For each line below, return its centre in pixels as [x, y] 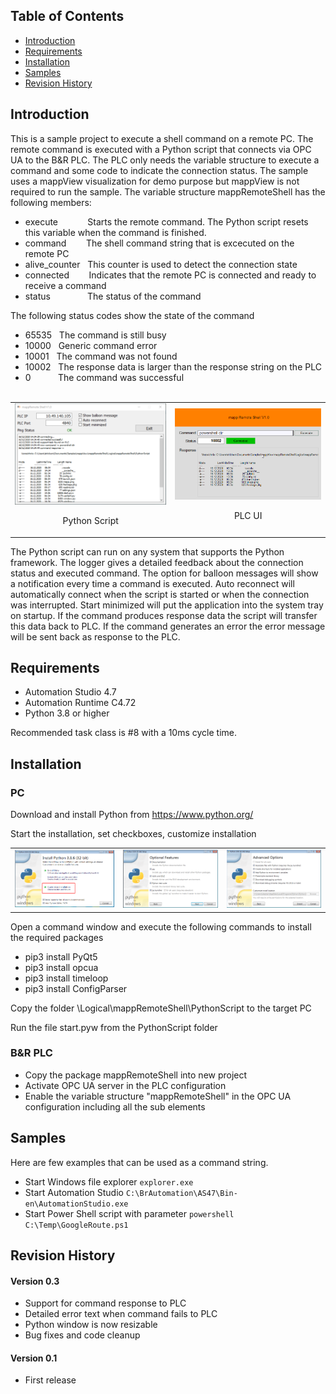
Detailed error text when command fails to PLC [121, 1314]
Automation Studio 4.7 [70, 692]
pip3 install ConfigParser [76, 988]
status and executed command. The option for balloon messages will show [164, 573]
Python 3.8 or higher [67, 713]
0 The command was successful [104, 377]
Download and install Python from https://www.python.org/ [132, 815]
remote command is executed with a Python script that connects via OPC [161, 149]
